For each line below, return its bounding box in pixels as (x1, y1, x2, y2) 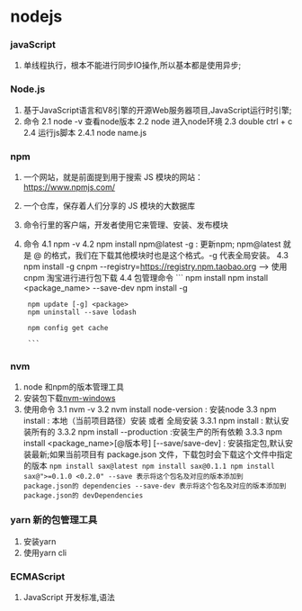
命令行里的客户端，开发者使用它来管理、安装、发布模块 (22, 220, 228, 230)
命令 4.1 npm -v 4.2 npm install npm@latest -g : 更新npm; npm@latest (22, 238, 281, 249)
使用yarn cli (22, 547, 67, 558)
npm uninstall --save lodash (27, 308, 138, 317)
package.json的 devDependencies (22, 491, 144, 500)
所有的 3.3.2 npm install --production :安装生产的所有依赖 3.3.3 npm (31, 427, 282, 437)
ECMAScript (10, 570, 66, 582)
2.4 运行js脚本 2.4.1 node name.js (22, 127, 147, 138)
